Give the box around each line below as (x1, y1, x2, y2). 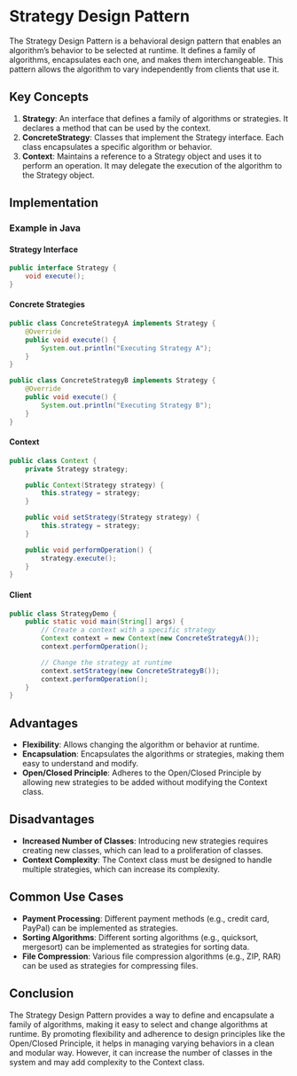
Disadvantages (9, 812, 95, 827)
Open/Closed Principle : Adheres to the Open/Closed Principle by (21, 767, 262, 778)
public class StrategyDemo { (9, 609, 117, 618)
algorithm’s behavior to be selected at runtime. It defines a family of (9, 44, 256, 55)
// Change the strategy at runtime (41, 658, 173, 667)
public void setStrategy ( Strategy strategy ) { (25, 513, 200, 522)
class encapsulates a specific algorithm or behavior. (21, 141, 213, 152)
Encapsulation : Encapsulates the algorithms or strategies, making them (21, 749, 285, 759)
